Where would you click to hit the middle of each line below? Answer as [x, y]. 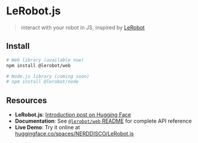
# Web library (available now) [45, 60]
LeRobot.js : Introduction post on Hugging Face [73, 115]
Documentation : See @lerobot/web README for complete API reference [103, 121]
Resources [27, 100]
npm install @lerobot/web [38, 66]
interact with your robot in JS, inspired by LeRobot [83, 27]
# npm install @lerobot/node [42, 82]
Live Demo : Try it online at [47, 128]
